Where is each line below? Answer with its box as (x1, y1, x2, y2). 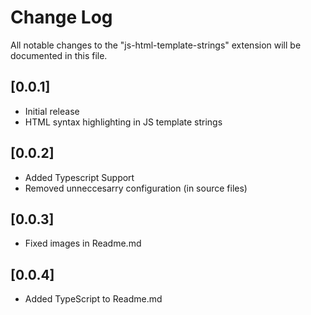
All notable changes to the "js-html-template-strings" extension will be (10, 39, 302, 51)
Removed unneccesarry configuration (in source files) (24, 182, 248, 194)
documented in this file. (10, 49, 108, 61)
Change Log (10, 6, 113, 29)
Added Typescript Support (24, 171, 135, 183)
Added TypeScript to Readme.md (24, 293, 163, 305)
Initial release (24, 105, 80, 117)
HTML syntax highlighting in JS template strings (24, 116, 223, 128)
